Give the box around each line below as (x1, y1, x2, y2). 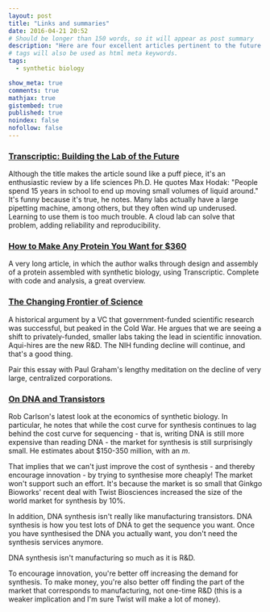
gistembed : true (8, 102, 63, 110)
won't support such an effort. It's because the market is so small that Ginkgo (8, 479, 263, 488)
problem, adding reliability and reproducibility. (8, 220, 161, 230)
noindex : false (8, 116, 60, 125)
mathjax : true (8, 94, 56, 102)
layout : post (8, 11, 52, 20)
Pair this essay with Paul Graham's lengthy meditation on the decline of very (8, 364, 262, 374)
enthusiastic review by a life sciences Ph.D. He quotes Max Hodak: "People (8, 178, 258, 187)
